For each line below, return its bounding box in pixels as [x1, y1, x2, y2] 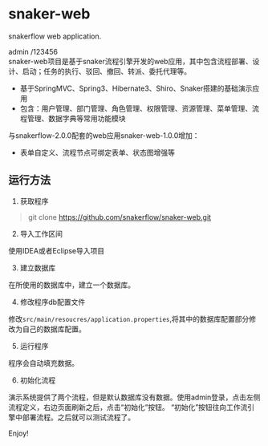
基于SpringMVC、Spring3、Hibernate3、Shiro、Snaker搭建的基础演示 [19, 83, 253, 93]
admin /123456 [8, 47, 59, 56]
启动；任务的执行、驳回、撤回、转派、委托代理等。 [22, 66, 191, 76]
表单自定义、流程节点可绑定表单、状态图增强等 [19, 148, 175, 157]
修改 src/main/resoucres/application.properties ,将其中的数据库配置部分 [8, 314, 250, 323]
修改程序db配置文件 [19, 297, 86, 306]
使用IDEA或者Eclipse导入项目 [8, 245, 105, 255]
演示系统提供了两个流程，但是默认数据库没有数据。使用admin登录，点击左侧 [8, 392, 261, 402]
